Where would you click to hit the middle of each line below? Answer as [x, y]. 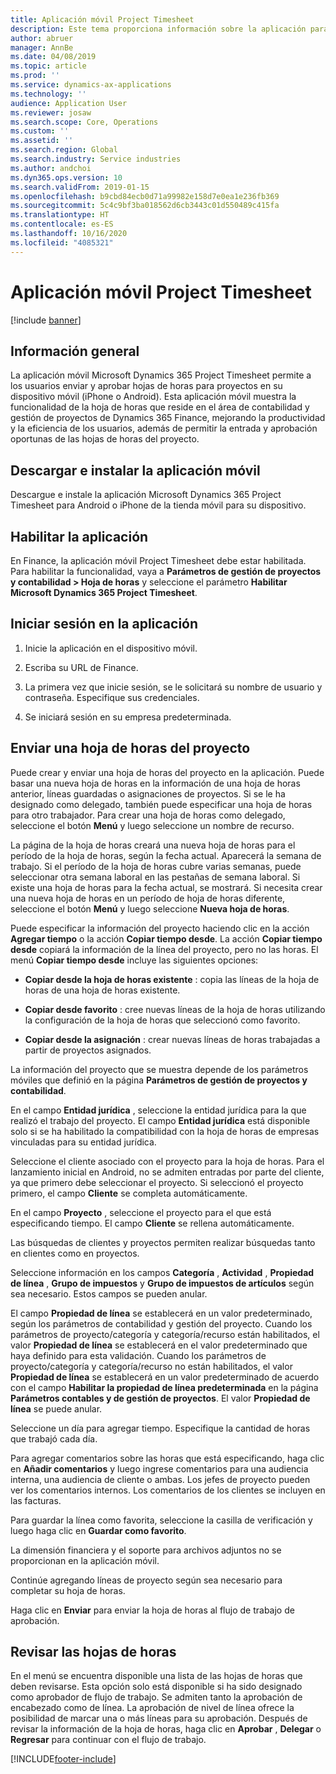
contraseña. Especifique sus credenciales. [112, 697]
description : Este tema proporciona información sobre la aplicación [158, 29]
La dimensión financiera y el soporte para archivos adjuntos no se [146, 1550]
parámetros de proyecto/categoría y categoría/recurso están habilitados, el [165, 1334]
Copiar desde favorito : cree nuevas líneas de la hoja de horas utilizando [175, 1009]
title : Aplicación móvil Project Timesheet [102, 19]
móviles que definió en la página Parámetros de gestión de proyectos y [159, 1080]
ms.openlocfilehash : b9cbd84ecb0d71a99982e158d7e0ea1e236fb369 [145, 196]
